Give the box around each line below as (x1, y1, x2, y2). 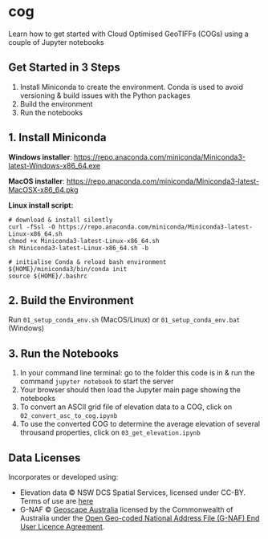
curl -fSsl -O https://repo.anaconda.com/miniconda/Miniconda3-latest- (8, 223, 253, 231)
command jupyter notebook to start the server (19, 376, 174, 387)
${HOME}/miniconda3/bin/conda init (8, 265, 128, 273)
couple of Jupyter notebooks (8, 37, 104, 47)
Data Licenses (8, 451, 81, 464)
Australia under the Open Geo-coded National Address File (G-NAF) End (19, 513, 260, 523)
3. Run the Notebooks (8, 346, 119, 360)
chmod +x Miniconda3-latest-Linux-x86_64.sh (8, 237, 160, 245)
